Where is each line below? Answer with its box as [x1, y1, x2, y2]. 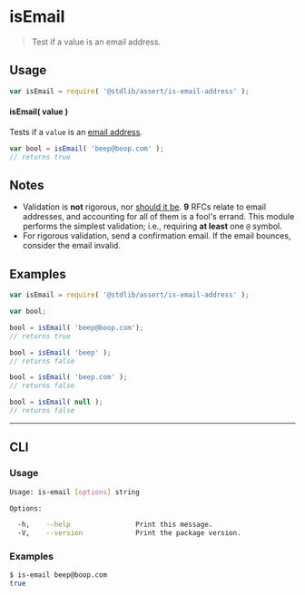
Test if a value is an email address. [31, 36, 162, 47]
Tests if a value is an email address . [9, 126, 143, 137]
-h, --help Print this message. [17, 520, 213, 530]
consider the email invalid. [22, 240, 121, 251]
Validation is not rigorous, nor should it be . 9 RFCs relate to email [22, 201, 266, 212]
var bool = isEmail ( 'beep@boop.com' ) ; [9, 143, 165, 153]
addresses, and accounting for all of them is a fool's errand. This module [22, 211, 295, 222]
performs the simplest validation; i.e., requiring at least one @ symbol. [22, 220, 283, 232]
